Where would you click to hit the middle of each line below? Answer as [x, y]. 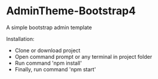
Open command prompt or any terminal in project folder [83, 56]
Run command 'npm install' [48, 63]
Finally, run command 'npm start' [55, 69]
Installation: [20, 39]
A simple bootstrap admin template [49, 27]
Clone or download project [47, 50]
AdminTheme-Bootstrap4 [71, 11]
